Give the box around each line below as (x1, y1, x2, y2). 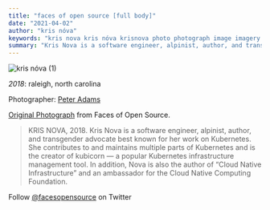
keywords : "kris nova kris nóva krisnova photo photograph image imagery (8, 34, 261, 42)
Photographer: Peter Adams (8, 95, 101, 104)
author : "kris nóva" (8, 26, 78, 34)
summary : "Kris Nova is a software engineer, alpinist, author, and (8, 42, 243, 50)
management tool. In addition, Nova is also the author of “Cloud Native (27, 160, 262, 169)
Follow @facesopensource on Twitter (8, 192, 133, 202)
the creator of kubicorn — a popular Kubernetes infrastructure (27, 151, 235, 161)
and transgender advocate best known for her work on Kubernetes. (27, 134, 252, 144)
